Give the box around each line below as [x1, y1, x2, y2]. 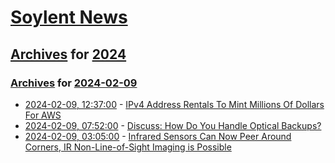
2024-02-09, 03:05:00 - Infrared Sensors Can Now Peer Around [24, 130, 292, 142]
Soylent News [10, 6, 128, 29]
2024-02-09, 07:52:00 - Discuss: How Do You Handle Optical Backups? [24, 119, 322, 131]
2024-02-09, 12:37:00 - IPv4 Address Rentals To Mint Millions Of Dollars [24, 98, 325, 110]
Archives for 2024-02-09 [10, 76, 138, 90]
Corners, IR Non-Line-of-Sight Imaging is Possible [24, 141, 232, 153]
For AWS [24, 109, 62, 121]
